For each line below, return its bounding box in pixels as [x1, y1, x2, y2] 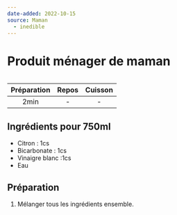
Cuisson [85, 85, 113, 95]
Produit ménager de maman [7, 53, 171, 69]
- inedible [13, 23, 45, 30]
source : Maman [7, 17, 49, 24]
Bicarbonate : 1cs [17, 147, 67, 155]
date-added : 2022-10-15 [7, 10, 76, 17]
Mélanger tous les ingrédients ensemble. [17, 200, 134, 208]
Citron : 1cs [17, 139, 50, 148]
